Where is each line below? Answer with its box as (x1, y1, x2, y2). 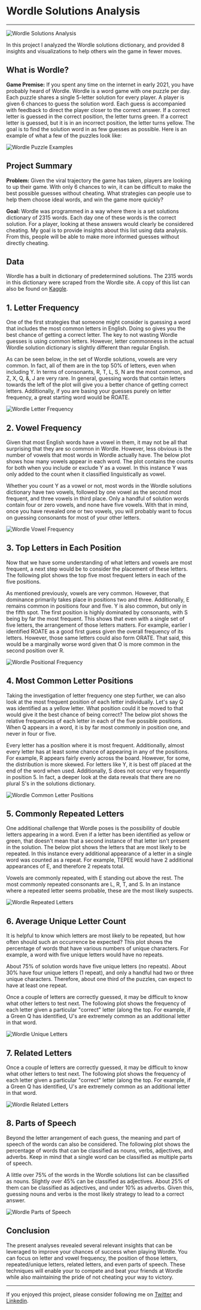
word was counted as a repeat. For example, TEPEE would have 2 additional (6, 856, 193, 864)
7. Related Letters (6, 1048, 72, 1058)
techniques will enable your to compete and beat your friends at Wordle (6, 1267, 183, 1274)
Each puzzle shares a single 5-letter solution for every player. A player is (6, 93, 185, 101)
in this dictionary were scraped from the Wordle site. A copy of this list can (6, 279, 190, 286)
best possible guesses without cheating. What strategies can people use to (6, 189, 191, 197)
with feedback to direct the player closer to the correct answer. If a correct (6, 106, 190, 113)
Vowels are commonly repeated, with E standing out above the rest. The (6, 874, 184, 882)
